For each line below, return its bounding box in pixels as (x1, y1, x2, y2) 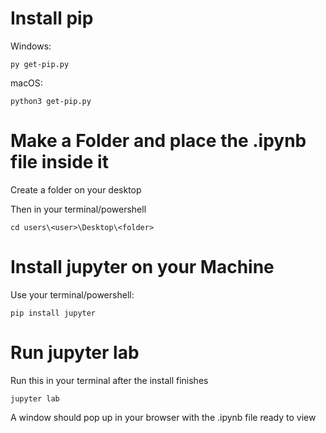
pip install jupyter (10, 308, 97, 318)
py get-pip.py (10, 59, 70, 69)
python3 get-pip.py (10, 96, 92, 106)
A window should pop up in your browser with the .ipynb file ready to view (10, 411, 317, 423)
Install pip (10, 7, 94, 30)
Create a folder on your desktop (10, 183, 142, 196)
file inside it (10, 151, 109, 174)
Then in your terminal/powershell (10, 203, 147, 215)
